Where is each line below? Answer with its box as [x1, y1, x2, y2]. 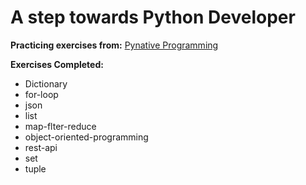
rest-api [24, 141, 58, 153]
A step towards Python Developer [10, 6, 296, 29]
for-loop [24, 88, 59, 100]
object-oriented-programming [24, 131, 149, 143]
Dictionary [24, 77, 68, 90]
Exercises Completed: [10, 58, 104, 70]
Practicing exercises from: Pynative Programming [10, 39, 219, 51]
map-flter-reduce [24, 120, 97, 132]
